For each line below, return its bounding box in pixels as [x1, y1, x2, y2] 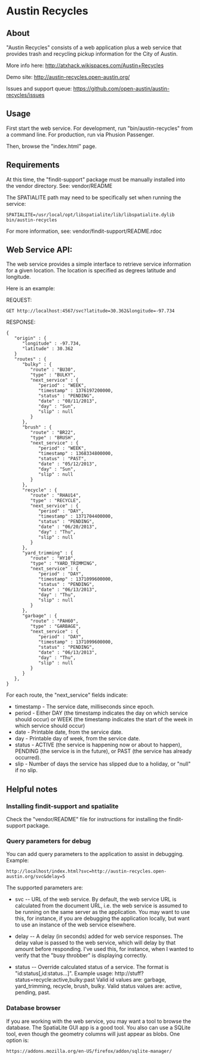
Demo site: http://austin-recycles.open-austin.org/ [6, 74, 130, 80]
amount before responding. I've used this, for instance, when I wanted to [14, 946, 194, 953]
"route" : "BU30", [30, 367, 76, 373]
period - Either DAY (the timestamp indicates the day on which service [14, 709, 188, 716]
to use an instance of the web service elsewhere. [14, 921, 136, 928]
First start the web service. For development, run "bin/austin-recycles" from [6, 124, 193, 132]
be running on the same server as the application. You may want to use [14, 909, 190, 916]
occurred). [14, 754, 41, 761]
